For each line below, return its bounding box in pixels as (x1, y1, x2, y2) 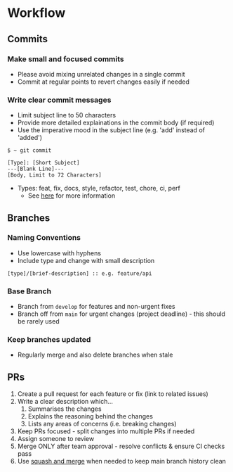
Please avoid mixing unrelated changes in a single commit (17, 70, 185, 78)
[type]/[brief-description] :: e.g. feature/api (7, 269, 152, 277)
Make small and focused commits (7, 54, 124, 64)
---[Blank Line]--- (7, 165, 65, 173)
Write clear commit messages (7, 95, 112, 105)
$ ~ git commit (7, 147, 52, 154)
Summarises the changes (27, 404, 102, 413)
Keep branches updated (7, 335, 91, 345)
